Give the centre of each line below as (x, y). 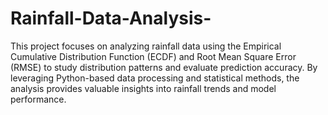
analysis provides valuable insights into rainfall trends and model (143, 88)
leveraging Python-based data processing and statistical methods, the (155, 78)
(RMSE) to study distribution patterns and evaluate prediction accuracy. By (164, 67)
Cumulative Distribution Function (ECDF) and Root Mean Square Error (153, 56)
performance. (38, 99)
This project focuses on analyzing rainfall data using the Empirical (146, 46)
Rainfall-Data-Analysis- (111, 18)
